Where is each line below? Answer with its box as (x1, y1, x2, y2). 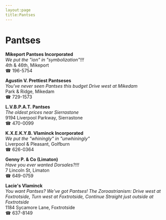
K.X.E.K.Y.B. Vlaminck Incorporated (5, 130, 84, 136)
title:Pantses (5, 12, 36, 17)
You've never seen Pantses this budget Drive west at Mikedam (5, 83, 138, 89)
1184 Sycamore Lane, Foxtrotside (5, 205, 75, 211)
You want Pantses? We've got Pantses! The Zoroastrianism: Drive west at (5, 188, 161, 194)
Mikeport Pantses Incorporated (5, 51, 73, 57)
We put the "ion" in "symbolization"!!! (5, 57, 85, 63)
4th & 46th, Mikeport (5, 62, 49, 68)
